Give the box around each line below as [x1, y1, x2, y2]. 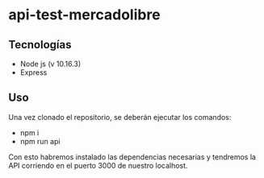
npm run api [19, 136, 61, 146]
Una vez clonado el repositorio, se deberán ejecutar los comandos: [8, 112, 232, 122]
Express [19, 68, 48, 77]
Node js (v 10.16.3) [19, 59, 82, 68]
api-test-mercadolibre [8, 6, 161, 24]
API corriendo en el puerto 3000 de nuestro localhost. [8, 160, 188, 170]
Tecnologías [8, 38, 72, 52]
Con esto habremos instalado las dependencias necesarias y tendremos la [8, 151, 257, 162]
